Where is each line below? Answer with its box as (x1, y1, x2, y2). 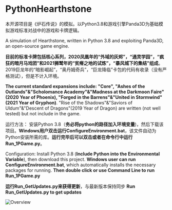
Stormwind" (136, 94, 163, 100)
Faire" (150, 89, 164, 95)
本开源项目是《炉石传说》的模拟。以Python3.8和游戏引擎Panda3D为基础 (5, 21, 159, 27)
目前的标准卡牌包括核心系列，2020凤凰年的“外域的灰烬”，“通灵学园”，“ (5, 54, 160, 60)
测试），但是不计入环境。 (9, 73, 62, 79)
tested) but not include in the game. (5, 110, 81, 116)
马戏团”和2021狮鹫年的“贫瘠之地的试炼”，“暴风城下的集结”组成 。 (23, 60, 163, 66)
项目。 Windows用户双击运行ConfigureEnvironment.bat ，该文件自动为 (5, 127, 157, 134)
